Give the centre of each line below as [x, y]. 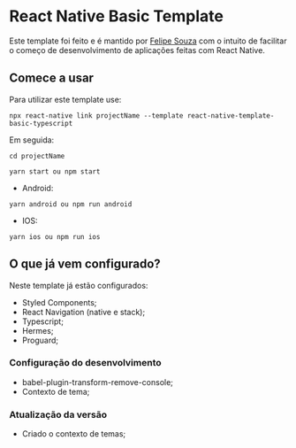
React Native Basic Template [116, 16]
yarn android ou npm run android [71, 204]
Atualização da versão [58, 414]
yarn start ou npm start [55, 171]
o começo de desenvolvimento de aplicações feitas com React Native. [137, 50]
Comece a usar [52, 78]
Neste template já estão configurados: [79, 285]
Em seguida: [32, 140]
